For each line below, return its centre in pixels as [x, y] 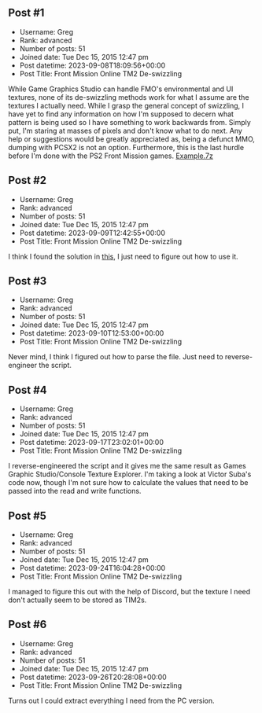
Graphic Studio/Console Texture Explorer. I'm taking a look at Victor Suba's [130, 474]
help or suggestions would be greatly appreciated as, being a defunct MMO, [132, 139]
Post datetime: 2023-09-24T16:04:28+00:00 [92, 568]
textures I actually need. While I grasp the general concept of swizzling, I [126, 105]
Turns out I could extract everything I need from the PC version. [111, 700]
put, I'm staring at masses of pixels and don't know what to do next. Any [125, 130]
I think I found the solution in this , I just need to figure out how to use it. [123, 256]
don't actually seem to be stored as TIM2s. [77, 600]
